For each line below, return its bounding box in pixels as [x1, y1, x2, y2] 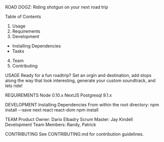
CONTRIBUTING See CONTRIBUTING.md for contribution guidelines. [5, 131, 144, 137]
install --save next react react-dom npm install [5, 107, 99, 113]
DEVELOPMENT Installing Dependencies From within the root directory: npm [5, 102, 159, 107]
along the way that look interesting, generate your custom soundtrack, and [5, 78, 156, 83]
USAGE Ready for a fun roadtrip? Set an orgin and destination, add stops [5, 72, 152, 78]
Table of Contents [5, 14, 42, 19]
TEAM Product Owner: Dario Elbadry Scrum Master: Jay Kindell [5, 117, 133, 122]
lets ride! [5, 83, 23, 89]
